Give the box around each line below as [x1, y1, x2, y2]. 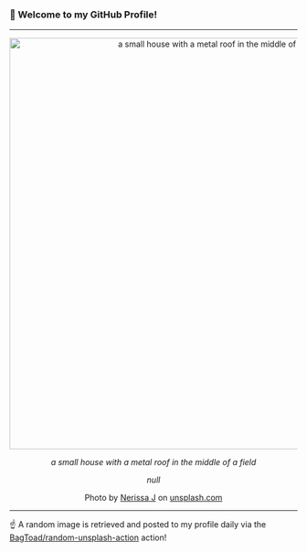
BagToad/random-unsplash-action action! [9, 532, 167, 543]
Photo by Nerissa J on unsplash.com [84, 493, 223, 504]
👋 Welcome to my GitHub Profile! [9, 8, 158, 21]
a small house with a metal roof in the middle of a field [50, 457, 257, 468]
